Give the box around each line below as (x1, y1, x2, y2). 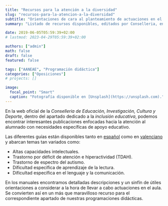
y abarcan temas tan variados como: (5, 139, 80, 145)
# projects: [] (5, 76, 37, 81)
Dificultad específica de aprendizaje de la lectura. (12, 164, 115, 170)
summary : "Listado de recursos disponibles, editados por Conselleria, (5, 21, 157, 26)
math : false (5, 48, 30, 53)
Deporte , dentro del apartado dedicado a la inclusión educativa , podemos (5, 113, 157, 119)
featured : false (5, 58, 39, 63)
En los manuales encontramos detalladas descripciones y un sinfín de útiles (5, 179, 161, 185)
